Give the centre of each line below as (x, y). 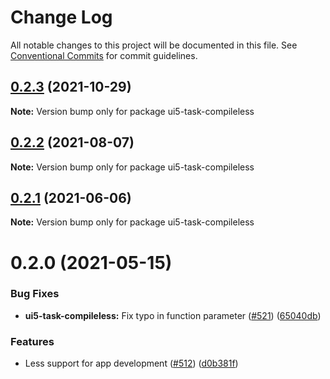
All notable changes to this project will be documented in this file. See (154, 45)
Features (32, 341)
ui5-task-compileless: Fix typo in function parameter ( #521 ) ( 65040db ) (173, 315)
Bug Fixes (35, 294)
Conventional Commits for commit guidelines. (104, 55)
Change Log (61, 17)
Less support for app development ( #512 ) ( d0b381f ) (131, 363)
